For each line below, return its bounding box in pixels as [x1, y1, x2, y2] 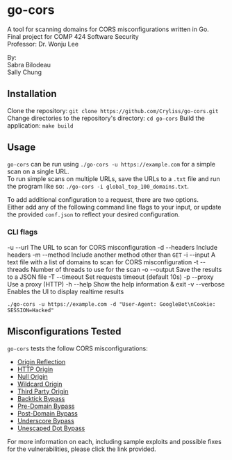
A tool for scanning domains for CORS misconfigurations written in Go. [7, 25, 210, 33]
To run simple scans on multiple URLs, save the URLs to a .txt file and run [7, 174, 220, 182]
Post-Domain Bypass [17, 409, 78, 418]
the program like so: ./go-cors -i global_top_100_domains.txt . [7, 182, 190, 190]
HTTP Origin [17, 365, 53, 373]
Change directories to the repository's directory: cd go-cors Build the [7, 114, 205, 122]
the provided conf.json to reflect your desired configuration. [7, 210, 181, 219]
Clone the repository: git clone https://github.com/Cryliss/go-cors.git [7, 106, 219, 114]
